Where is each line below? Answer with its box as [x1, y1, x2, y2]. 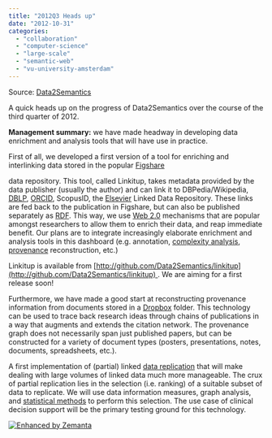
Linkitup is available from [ [8, 261, 97, 271]
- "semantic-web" [15, 58, 75, 66]
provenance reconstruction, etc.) [8, 245, 119, 254]
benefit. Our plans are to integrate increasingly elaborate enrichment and [8, 228, 253, 237]
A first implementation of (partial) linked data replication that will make [8, 361, 244, 371]
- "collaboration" [15, 34, 79, 43]
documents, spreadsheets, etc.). [8, 345, 118, 355]
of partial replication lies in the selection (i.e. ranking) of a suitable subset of [8, 379, 263, 388]
